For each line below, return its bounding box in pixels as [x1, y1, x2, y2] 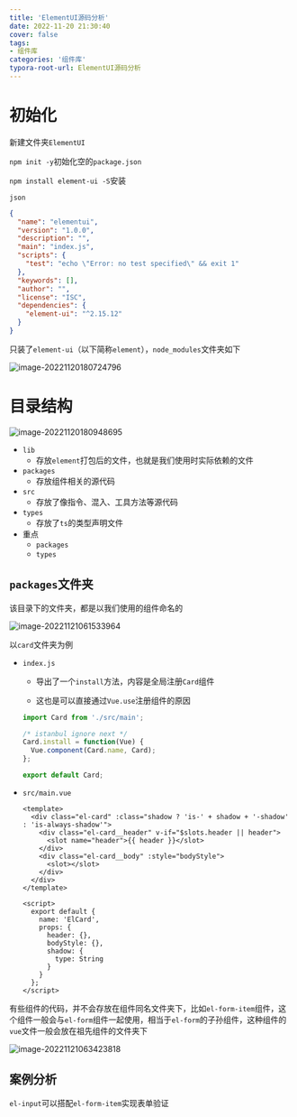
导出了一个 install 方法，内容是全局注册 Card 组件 [35, 676, 215, 687]
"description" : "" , [17, 234, 91, 244]
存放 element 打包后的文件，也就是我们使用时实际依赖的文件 [35, 455, 254, 466]
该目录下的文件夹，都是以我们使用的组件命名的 [9, 602, 183, 614]
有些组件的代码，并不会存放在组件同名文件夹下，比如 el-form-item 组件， [9, 1002, 279, 1013]
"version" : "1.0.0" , [17, 226, 94, 235]
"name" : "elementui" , [17, 217, 99, 226]
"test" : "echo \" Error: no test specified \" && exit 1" [25, 259, 240, 269]
